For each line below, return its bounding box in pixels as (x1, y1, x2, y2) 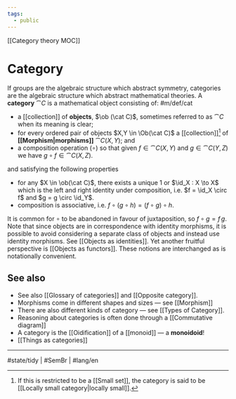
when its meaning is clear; (17, 120, 93, 129)
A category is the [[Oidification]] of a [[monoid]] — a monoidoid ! (17, 328, 205, 336)
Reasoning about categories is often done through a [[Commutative (17, 313, 213, 322)
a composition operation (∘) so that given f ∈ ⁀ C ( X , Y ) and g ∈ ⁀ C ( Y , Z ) (17, 144, 228, 152)
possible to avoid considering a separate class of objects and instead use (7, 229, 220, 238)
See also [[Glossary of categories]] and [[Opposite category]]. (17, 291, 198, 299)
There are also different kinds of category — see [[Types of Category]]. (17, 305, 225, 314)
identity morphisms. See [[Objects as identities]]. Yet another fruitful (7, 237, 205, 246)
